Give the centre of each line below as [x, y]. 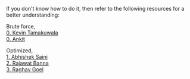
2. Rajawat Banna [27, 63]
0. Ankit [16, 39]
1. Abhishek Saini [27, 57]
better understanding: [33, 15]
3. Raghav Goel [25, 69]
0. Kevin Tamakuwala [32, 33]
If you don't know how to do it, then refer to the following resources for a [95, 9]
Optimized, [20, 50]
